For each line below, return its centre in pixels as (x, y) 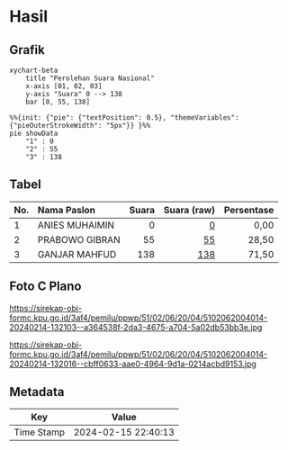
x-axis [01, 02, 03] (64, 86)
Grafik (27, 50)
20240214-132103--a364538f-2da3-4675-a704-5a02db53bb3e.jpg (136, 327)
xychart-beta (34, 70)
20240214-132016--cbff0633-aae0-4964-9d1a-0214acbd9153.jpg (133, 364)
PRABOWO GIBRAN (79, 239)
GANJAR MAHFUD (77, 254)
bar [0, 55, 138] (58, 102)
